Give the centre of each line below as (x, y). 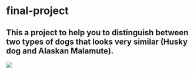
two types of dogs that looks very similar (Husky (97, 41)
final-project (37, 11)
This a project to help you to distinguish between (97, 33)
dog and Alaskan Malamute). (60, 51)
